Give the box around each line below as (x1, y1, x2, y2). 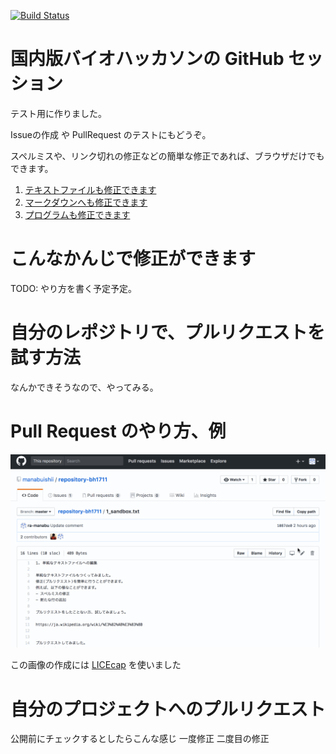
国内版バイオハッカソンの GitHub (10, 48, 285, 70)
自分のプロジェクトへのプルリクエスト (10, 698, 327, 720)
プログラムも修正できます (24, 208, 131, 220)
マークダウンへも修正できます (24, 196, 148, 208)
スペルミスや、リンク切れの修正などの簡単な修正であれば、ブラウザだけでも (10, 150, 325, 162)
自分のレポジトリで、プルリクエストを (10, 321, 325, 344)
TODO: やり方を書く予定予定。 (10, 282, 138, 294)
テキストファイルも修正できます (24, 183, 157, 195)
